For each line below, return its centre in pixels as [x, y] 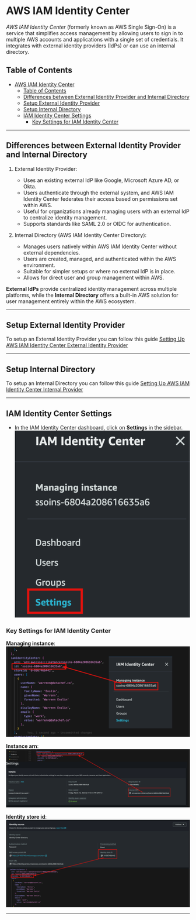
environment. [39, 265]
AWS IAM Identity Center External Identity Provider [67, 345]
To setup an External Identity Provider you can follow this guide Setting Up [95, 339]
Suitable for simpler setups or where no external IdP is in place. [99, 271]
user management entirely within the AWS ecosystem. [71, 301]
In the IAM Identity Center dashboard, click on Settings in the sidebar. [99, 428]
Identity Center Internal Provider [45, 390]
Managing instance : [31, 643]
